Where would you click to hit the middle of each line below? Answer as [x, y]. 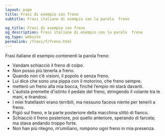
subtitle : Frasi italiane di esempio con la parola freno [67, 19]
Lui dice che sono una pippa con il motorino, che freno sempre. [77, 81]
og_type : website [23, 37]
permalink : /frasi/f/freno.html [38, 42]
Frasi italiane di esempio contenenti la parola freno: [57, 55]
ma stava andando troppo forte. [45, 123]
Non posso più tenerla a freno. [43, 70]
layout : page [19, 10]
